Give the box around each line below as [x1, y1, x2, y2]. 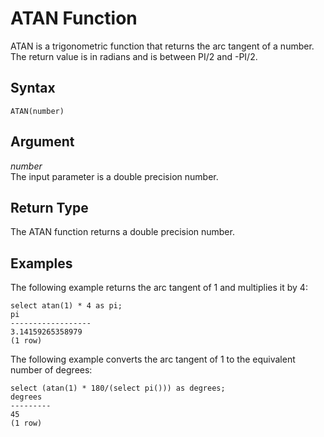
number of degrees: [10, 364, 93, 376]
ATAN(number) [10, 106, 65, 116]
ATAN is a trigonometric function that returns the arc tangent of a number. [10, 40, 315, 52]
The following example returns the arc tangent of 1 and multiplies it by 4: [10, 282, 308, 294]
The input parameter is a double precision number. [10, 170, 219, 182]
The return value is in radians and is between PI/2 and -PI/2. [10, 50, 258, 62]
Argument [10, 133, 75, 151]
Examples [10, 255, 73, 272]
